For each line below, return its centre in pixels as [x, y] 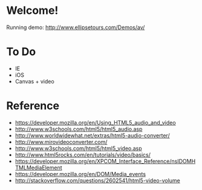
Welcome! [32, 11]
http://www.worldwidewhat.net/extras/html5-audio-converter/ [93, 135]
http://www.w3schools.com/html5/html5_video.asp [78, 148]
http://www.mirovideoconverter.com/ [61, 142]
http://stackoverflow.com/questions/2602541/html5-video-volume [97, 180]
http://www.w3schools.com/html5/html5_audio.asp [79, 129]
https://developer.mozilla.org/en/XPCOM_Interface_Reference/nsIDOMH [105, 161]
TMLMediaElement [38, 168]
